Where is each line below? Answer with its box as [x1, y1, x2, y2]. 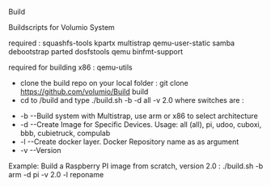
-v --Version [19, 146, 62, 155]
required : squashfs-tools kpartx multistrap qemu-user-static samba [8, 38, 235, 48]
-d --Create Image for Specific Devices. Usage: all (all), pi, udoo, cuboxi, [19, 120, 262, 129]
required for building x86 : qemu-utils [8, 62, 133, 72]
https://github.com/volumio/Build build [19, 87, 149, 96]
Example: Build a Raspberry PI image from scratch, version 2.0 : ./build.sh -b [8, 161, 264, 171]
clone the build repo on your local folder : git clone [19, 79, 188, 87]
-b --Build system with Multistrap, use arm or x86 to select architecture [19, 111, 259, 121]
